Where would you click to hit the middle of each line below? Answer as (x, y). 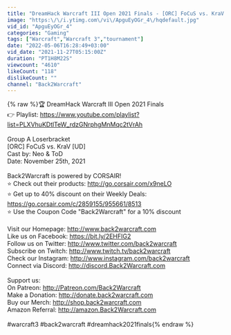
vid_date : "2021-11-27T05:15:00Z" (57, 52)
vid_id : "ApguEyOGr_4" (40, 26)
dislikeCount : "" (32, 78)
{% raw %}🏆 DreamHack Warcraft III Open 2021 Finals (86, 104)
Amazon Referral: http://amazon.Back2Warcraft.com (82, 310)
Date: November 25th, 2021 (46, 161)
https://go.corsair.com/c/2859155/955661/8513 (74, 204)
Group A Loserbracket (39, 140)
